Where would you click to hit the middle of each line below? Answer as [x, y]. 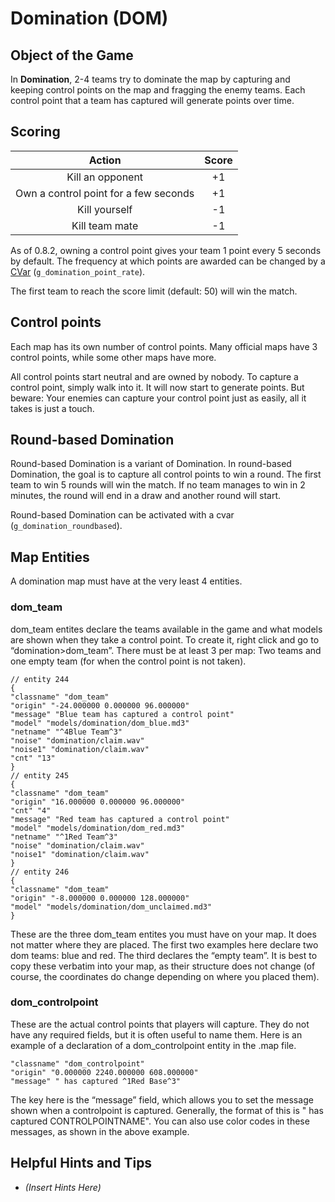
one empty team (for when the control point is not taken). [128, 661]
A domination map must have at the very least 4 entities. [126, 581]
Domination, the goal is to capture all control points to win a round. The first [166, 474]
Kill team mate [105, 225]
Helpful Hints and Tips [81, 1163]
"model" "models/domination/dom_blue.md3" [100, 723]
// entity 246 [40, 872]
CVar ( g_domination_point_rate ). [78, 271]
